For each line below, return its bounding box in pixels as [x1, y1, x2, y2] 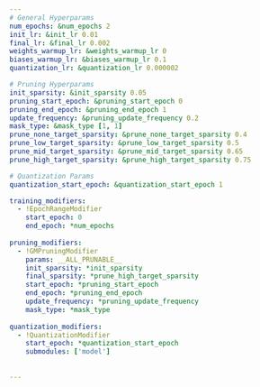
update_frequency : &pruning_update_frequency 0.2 [9, 114, 200, 123]
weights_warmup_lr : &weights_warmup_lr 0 [9, 47, 167, 56]
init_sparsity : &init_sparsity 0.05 [9, 88, 147, 97]
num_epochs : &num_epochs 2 [9, 22, 111, 31]
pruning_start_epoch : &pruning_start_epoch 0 [9, 97, 183, 106]
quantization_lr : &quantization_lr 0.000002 [9, 64, 179, 73]
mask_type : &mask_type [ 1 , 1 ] [9, 122, 123, 131]
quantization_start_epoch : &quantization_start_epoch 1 [9, 180, 223, 189]
